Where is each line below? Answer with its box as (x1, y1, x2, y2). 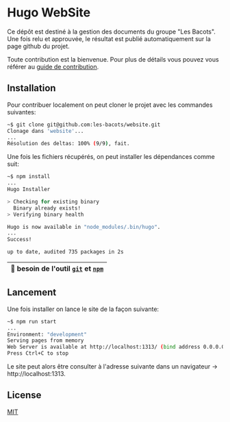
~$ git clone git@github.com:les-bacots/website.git (7, 121, 161, 128)
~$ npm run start (7, 318, 57, 325)
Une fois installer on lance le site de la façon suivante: (7, 305, 159, 313)
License (7, 389, 42, 401)
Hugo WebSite (7, 5, 91, 21)
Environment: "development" (7, 331, 88, 338)
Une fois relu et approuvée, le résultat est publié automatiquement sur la (7, 34, 211, 42)
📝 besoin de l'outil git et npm (10, 264, 104, 273)
